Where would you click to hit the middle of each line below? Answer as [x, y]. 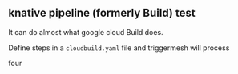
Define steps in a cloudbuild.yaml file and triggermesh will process [119, 48]
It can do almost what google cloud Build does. [86, 32]
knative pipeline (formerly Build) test [102, 13]
